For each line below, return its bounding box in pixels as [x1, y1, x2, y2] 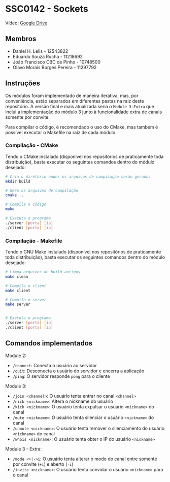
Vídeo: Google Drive [5, 20, 48, 26]
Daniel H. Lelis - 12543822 [12, 48, 69, 54]
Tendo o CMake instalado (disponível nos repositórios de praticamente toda [5, 153, 164, 159]
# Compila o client [5, 283, 47, 288]
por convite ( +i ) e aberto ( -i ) [12, 461, 74, 467]
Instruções [5, 79, 41, 88]
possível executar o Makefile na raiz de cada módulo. [5, 129, 117, 135]
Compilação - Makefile [5, 237, 62, 244]
